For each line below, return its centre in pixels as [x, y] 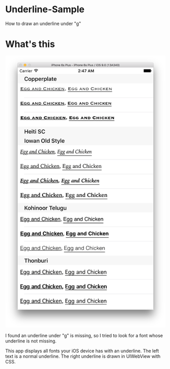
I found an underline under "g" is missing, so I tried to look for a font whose [84, 335]
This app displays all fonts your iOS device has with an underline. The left [82, 351]
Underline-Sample [45, 9]
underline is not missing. [31, 341]
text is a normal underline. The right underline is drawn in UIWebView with [83, 356]
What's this [30, 44]
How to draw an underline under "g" [43, 23]
